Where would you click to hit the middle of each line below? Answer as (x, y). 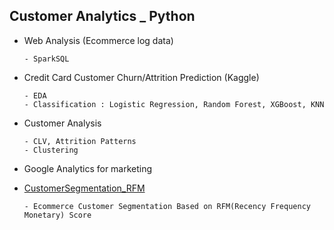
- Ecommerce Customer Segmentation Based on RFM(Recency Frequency (167, 206)
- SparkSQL (46, 59)
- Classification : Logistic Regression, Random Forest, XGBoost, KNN (174, 104)
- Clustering (51, 150)
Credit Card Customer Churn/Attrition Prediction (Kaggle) (141, 77)
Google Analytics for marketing (88, 168)
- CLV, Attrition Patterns (80, 141)
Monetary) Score (57, 215)
